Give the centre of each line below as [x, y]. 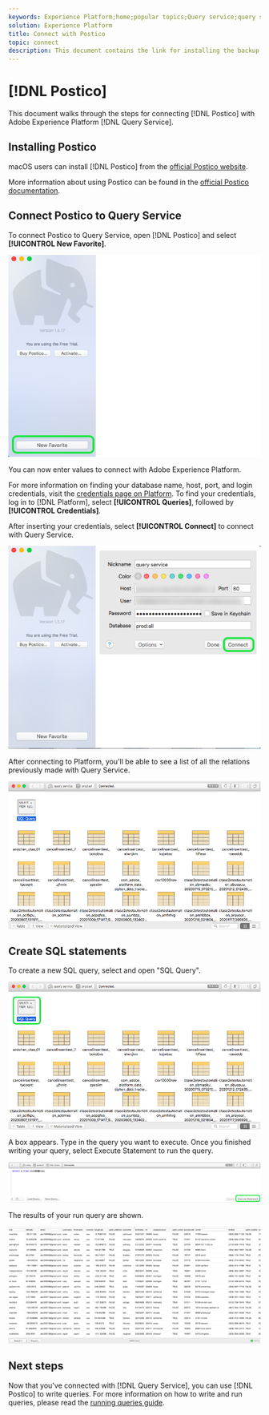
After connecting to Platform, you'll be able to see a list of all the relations [129, 762]
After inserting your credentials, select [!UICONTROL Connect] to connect [131, 526]
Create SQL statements [68, 951]
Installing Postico [52, 147]
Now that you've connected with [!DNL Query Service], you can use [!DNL [131, 1385]
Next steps [36, 1366]
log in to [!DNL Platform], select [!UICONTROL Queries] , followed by [121, 502]
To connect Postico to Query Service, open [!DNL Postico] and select [122, 235]
